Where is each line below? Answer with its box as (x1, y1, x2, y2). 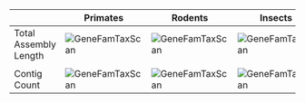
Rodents (171, 12, 209, 23)
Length (14, 50, 44, 61)
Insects (260, 12, 293, 23)
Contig (14, 68, 43, 80)
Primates (84, 12, 124, 23)
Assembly (14, 38, 57, 51)
